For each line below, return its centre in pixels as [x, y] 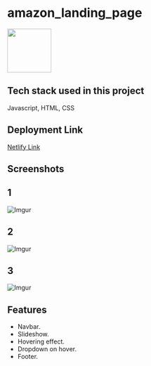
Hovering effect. [41, 341]
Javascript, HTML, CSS [41, 107]
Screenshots [36, 169]
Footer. [28, 357]
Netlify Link [24, 147]
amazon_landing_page [75, 13]
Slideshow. [33, 334]
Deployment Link [45, 130]
